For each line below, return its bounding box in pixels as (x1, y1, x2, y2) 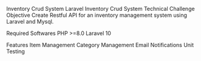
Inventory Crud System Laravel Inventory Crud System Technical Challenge (6, 5, 196, 12)
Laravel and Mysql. (6, 18, 54, 25)
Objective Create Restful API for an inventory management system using (6, 11, 187, 19)
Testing (6, 48, 26, 55)
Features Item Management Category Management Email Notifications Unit (6, 42, 194, 48)
